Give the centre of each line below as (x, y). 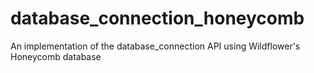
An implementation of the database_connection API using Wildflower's (155, 46)
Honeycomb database (56, 56)
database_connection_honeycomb (157, 18)
